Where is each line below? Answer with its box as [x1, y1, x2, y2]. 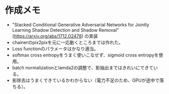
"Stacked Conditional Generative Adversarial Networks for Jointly [12, 21, 149, 28]
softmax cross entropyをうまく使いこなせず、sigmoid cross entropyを [12, 52, 159, 58]
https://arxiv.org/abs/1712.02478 [14, 33, 82, 39]
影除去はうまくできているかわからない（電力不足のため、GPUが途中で [12, 77, 160, 83]
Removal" [98, 27, 119, 33]
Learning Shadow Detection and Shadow [12, 27, 98, 33]
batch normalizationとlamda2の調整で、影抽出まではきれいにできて [12, 64, 154, 71]
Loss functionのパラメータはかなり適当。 [12, 45, 98, 52]
